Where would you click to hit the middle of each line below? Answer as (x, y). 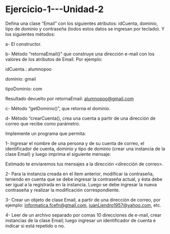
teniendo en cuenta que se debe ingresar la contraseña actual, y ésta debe (84, 179)
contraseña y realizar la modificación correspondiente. (63, 190)
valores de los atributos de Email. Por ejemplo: (54, 59)
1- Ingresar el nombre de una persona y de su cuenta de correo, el (75, 143)
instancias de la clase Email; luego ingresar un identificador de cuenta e (81, 220)
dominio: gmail (21, 79)
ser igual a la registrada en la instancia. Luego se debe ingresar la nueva (81, 184)
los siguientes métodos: (30, 34)
